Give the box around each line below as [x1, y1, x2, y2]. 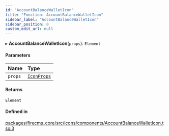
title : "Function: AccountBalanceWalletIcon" [5, 12, 103, 17]
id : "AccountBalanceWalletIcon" [5, 7, 74, 13]
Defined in [5, 108, 28, 115]
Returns [5, 86, 23, 92]
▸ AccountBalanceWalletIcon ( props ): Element [5, 40, 101, 46]
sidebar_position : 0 [5, 21, 49, 27]
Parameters [5, 52, 31, 58]
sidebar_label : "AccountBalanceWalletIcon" [5, 17, 99, 22]
